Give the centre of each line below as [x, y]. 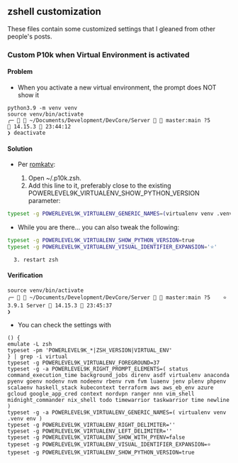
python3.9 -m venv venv [42, 108]
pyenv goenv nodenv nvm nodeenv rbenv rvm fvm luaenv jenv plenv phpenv [117, 381]
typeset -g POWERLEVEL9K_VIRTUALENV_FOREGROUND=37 [84, 363]
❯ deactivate [27, 133]
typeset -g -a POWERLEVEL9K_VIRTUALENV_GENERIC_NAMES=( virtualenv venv [117, 412]
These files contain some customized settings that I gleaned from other [112, 28]
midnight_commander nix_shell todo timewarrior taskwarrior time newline [119, 400]
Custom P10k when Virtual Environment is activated [98, 55]
